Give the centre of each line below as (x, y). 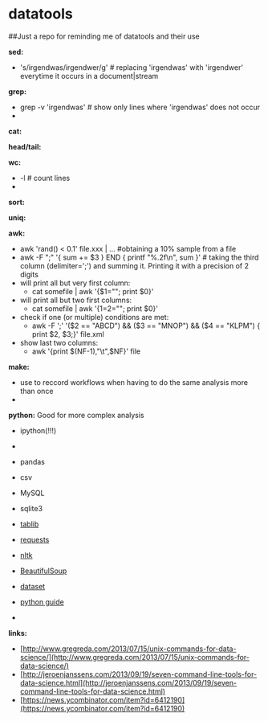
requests (35, 539)
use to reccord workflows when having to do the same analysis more (134, 382)
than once (37, 391)
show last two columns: (59, 342)
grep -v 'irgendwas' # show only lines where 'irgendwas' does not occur (140, 107)
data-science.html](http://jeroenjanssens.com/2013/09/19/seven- (128, 682)
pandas (32, 461)
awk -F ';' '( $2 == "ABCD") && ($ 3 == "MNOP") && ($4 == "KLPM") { (146, 326)
